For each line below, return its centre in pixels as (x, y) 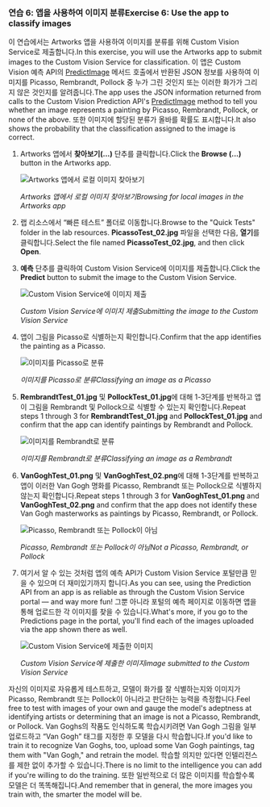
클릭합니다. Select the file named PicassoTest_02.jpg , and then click (132, 243)
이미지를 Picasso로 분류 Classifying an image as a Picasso (115, 380)
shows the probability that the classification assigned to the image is (122, 129)
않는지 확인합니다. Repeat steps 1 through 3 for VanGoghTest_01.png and (139, 496)
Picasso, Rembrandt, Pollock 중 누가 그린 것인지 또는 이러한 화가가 (136, 82)
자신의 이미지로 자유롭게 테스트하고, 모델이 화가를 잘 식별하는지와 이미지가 (125, 689)
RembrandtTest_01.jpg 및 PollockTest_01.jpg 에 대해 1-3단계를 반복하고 (136, 397)
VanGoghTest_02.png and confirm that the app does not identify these (139, 505)
